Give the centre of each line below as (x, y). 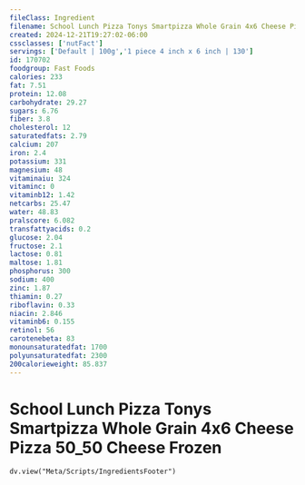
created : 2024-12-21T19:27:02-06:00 (79, 35)
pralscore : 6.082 (42, 220)
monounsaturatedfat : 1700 (58, 347)
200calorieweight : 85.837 (58, 364)
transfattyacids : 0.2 (50, 229)
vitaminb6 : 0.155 (42, 322)
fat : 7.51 (28, 85)
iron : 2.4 (28, 153)
